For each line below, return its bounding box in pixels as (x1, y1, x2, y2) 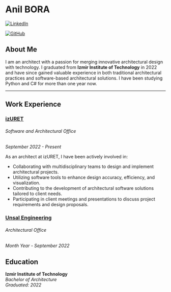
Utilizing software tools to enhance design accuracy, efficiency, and (12, 175, 155, 181)
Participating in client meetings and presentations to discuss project (12, 196, 155, 202)
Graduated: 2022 (5, 282, 42, 288)
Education (5, 257, 39, 266)
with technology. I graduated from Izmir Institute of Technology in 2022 (5, 64, 157, 70)
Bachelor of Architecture (5, 277, 57, 283)
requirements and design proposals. (12, 202, 89, 208)
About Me (5, 45, 37, 54)
